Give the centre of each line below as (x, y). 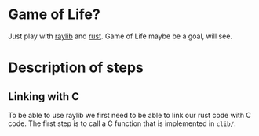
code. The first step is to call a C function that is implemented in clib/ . (122, 123)
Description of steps (76, 68)
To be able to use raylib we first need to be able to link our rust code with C (129, 115)
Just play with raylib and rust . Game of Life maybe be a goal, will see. (120, 36)
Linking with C (44, 97)
